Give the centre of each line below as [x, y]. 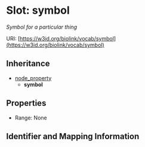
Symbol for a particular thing [42, 27]
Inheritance [28, 64]
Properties [26, 103]
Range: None [31, 118]
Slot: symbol [38, 10]
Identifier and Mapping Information [73, 136]
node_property [33, 78]
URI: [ [13, 38]
